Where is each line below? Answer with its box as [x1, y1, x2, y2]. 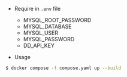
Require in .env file [14, 5, 61, 12]
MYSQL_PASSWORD [23, 36, 75, 42]
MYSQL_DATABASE [23, 23, 72, 30]
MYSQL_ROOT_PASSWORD [23, 17, 92, 23]
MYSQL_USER [23, 29, 59, 36]
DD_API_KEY [23, 42, 55, 49]
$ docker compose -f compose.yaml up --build [5, 65, 121, 71]
